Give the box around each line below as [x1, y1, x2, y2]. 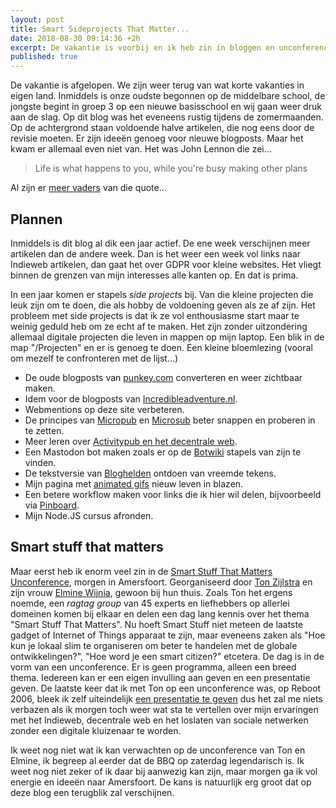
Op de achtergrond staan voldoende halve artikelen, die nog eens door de [10, 122, 315, 134]
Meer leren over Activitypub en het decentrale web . [24, 435, 238, 447]
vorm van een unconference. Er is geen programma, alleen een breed [10, 661, 297, 673]
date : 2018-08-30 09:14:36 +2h [10, 33, 141, 43]
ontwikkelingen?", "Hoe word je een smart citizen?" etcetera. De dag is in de [10, 650, 325, 662]
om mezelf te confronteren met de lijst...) [10, 352, 179, 364]
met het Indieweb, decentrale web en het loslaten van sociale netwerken [10, 714, 309, 726]
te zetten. [24, 424, 65, 436]
